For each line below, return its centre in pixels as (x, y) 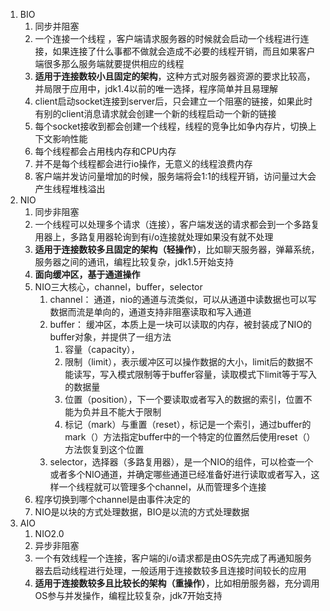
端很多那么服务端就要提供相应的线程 (109, 63)
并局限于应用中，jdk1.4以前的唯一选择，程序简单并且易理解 (156, 88)
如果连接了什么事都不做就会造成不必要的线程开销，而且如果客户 (184, 51)
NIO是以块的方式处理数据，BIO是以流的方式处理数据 (142, 512)
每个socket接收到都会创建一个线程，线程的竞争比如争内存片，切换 (171, 126)
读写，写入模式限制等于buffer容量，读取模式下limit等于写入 (195, 374)
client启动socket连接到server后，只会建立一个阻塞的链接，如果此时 (173, 101)
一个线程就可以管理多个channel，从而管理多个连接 (162, 487)
